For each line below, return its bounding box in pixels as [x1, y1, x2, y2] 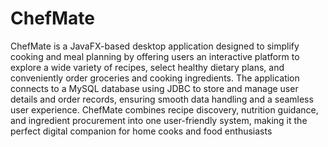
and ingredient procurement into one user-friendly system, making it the [10, 114, 308, 126]
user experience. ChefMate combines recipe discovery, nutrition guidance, [10, 103, 319, 116]
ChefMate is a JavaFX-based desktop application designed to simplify [10, 40, 300, 52]
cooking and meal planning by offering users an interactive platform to [10, 50, 300, 62]
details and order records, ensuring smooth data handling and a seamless [10, 93, 314, 105]
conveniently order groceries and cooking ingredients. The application [10, 72, 300, 84]
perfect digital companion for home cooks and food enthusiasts [10, 125, 273, 137]
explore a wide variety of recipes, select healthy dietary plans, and [10, 61, 285, 73]
